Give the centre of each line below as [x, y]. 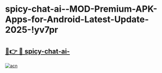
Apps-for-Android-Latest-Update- [77, 19]
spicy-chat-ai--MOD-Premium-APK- [81, 9]
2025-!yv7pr [32, 30]
